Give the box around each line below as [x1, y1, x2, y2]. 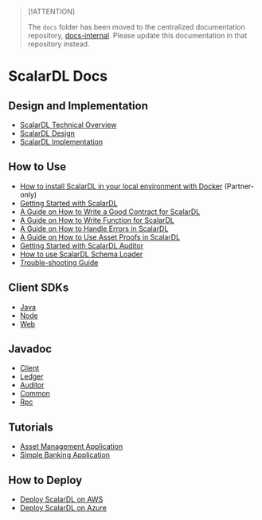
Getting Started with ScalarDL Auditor [19, 240, 144, 250]
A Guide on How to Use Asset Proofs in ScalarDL [19, 232, 181, 242]
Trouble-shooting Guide [19, 257, 99, 267]
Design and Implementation [8, 99, 149, 113]
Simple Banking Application [19, 451, 110, 460]
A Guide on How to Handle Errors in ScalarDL [19, 224, 169, 233]
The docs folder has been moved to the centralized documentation [27, 22, 245, 31]
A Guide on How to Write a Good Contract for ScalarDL [19, 207, 201, 216]
